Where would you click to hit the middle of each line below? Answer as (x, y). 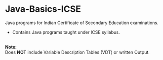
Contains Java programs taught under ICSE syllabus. (66, 32)
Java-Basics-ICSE (43, 9)
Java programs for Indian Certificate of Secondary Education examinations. (82, 23)
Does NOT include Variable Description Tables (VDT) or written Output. (77, 52)
